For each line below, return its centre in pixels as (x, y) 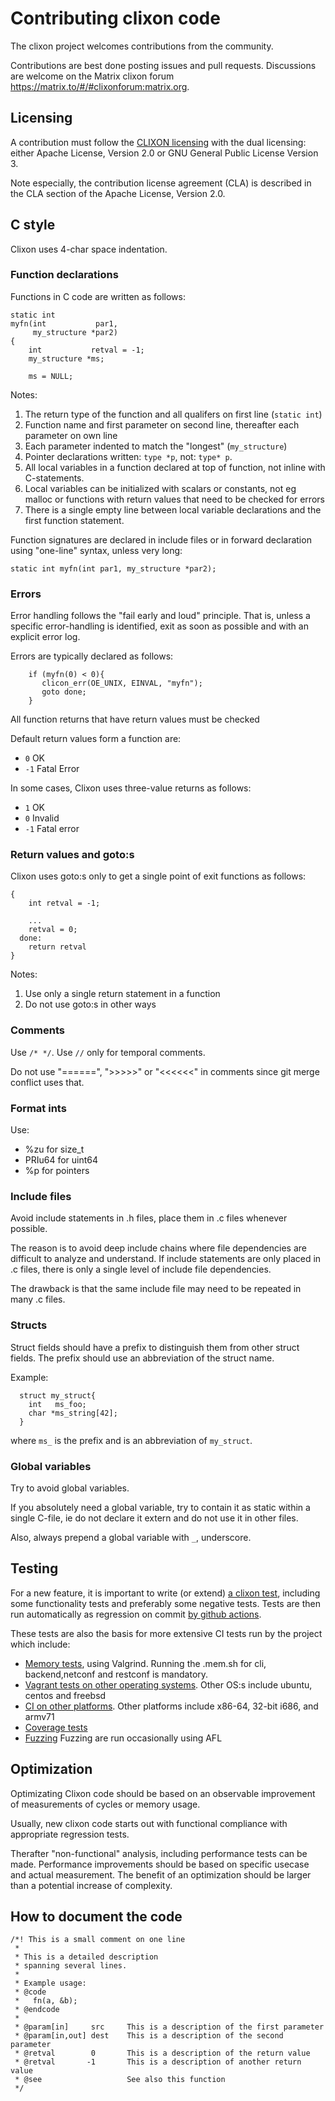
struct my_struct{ (58, 1395)
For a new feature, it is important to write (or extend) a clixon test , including (165, 1593)
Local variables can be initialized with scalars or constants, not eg (160, 488)
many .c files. (38, 1299)
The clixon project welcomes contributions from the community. (142, 46)
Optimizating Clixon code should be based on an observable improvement (163, 1793)
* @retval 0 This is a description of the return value (162, 2053)
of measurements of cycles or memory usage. (105, 1804)
